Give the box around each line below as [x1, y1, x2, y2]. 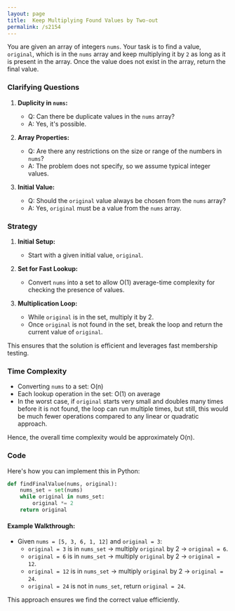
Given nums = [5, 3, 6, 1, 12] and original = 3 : [17, 537, 163, 546]
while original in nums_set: [20, 493, 105, 501]
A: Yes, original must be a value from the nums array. [27, 204, 182, 212]
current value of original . [27, 327, 103, 336]
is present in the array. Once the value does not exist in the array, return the [7, 58, 226, 66]
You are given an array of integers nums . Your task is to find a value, [7, 43, 201, 51]
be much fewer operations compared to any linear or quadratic [17, 412, 199, 421]
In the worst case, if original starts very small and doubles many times [17, 398, 224, 406]
